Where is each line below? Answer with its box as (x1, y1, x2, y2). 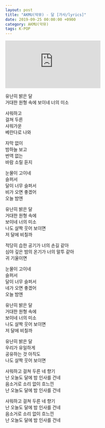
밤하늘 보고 (5, 146, 27, 152)
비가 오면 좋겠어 (5, 189, 37, 195)
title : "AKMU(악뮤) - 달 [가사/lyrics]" (5, 12, 87, 17)
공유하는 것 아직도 (5, 351, 41, 357)
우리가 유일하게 (5, 345, 36, 351)
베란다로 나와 (5, 129, 31, 135)
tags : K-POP (5, 26, 30, 32)
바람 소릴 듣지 (5, 159, 33, 165)
